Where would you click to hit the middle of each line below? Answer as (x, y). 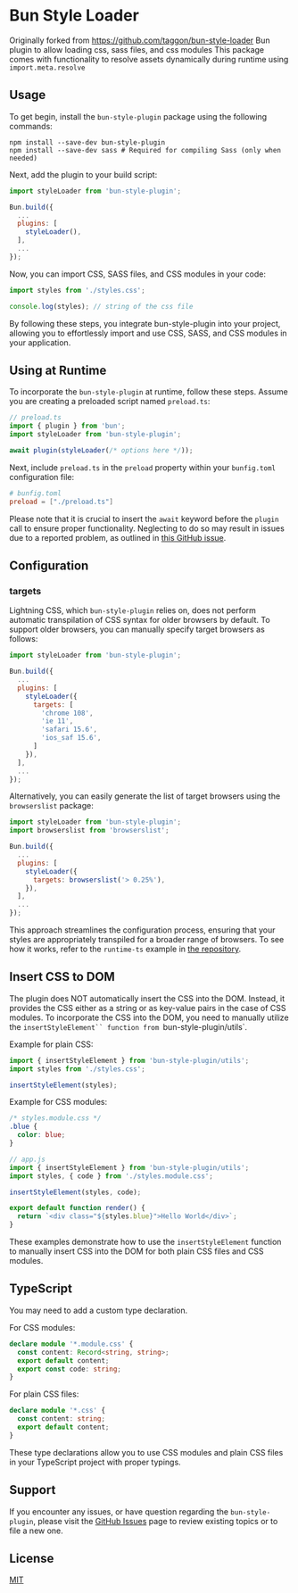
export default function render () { (77, 1208)
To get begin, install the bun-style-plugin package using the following (138, 116)
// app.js (28, 1159)
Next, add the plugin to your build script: (83, 174)
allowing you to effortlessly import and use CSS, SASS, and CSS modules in (148, 333)
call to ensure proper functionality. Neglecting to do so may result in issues (147, 528)
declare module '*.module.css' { (71, 1344)
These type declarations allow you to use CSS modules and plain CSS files (146, 1452)
